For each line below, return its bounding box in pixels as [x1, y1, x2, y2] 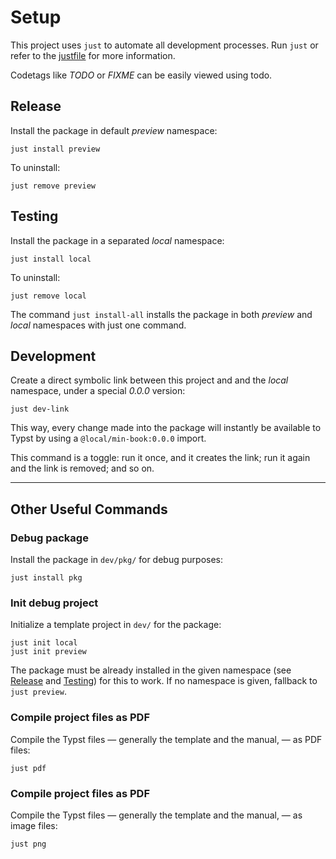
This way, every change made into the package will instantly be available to [10, 422, 322, 434]
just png [10, 839, 47, 849]
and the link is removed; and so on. [10, 462, 155, 475]
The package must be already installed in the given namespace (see [10, 664, 292, 676]
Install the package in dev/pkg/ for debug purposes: [10, 554, 223, 566]
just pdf [10, 763, 47, 773]
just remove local [10, 291, 87, 301]
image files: [10, 819, 58, 831]
